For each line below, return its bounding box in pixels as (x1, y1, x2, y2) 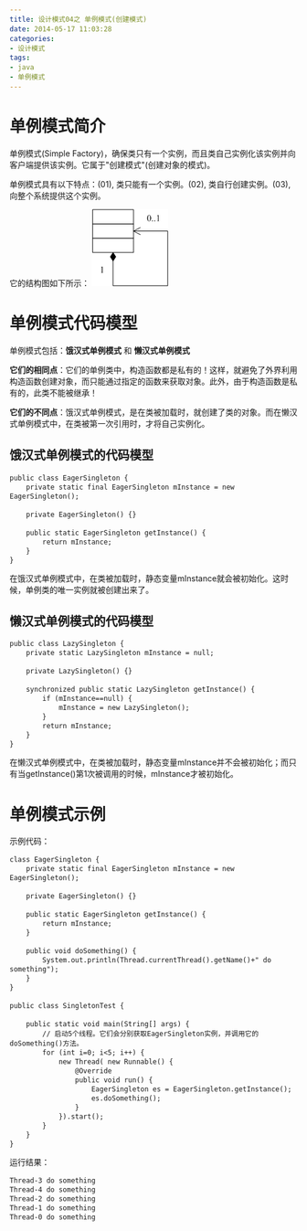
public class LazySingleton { (9, 640, 125, 649)
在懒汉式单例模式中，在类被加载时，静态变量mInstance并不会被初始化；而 (9, 757, 290, 768)
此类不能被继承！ (33, 387, 98, 398)
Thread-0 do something (9, 1213, 96, 1222)
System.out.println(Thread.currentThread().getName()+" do (42, 956, 272, 965)
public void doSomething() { (26, 947, 137, 956)
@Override (74, 1067, 112, 1076)
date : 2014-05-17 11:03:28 (9, 24, 112, 34)
